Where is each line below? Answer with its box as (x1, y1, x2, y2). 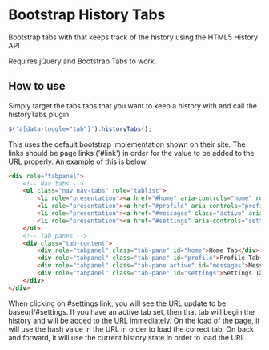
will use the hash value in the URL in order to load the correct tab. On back (8, 324, 255, 334)
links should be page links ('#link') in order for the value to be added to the (8, 148, 255, 157)
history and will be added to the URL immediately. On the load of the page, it (8, 315, 260, 325)
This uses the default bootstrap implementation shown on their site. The (8, 139, 246, 149)
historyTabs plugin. (8, 109, 72, 119)
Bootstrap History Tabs (8, 6, 166, 24)
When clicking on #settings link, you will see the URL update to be (8, 299, 227, 308)
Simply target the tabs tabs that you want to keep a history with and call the (8, 100, 258, 110)
